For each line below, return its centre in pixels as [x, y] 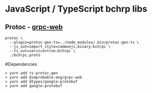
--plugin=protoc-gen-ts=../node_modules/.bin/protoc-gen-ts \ [74, 42]
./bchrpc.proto [25, 55]
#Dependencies [21, 64]
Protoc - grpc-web [34, 27]
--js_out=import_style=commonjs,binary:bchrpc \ [60, 47]
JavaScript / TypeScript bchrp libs [76, 9]
